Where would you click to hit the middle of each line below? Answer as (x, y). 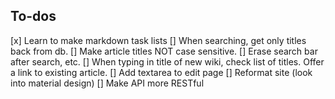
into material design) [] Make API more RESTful (107, 83)
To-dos (33, 16)
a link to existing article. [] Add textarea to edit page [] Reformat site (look (161, 72)
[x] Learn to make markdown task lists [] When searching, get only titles (158, 40)
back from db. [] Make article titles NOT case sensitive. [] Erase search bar (164, 51)
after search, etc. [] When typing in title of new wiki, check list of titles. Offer (167, 61)
